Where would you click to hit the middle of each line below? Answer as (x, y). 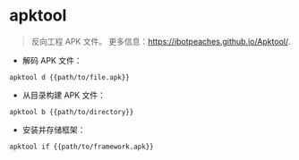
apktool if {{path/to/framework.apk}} (81, 147)
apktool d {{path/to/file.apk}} (69, 77)
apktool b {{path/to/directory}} (72, 112)
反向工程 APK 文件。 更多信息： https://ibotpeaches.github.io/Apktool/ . (161, 41)
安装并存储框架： (54, 130)
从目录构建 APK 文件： (64, 95)
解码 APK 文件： (52, 60)
